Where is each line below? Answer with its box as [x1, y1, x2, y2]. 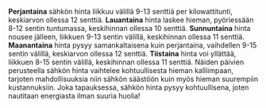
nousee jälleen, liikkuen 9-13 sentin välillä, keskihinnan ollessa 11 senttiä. [8, 32, 245, 41]
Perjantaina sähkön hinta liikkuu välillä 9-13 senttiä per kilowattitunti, [8, 7, 233, 16]
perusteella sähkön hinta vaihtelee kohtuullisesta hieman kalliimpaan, [8, 66, 234, 75]
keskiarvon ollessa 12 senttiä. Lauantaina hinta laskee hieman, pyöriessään [8, 15, 254, 25]
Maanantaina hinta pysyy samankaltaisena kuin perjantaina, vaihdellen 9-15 [8, 40, 257, 50]
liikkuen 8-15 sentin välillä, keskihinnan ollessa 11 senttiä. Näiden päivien [8, 57, 245, 67]
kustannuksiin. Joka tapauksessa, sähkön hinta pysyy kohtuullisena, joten [8, 83, 249, 92]
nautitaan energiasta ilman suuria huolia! [8, 91, 141, 100]
